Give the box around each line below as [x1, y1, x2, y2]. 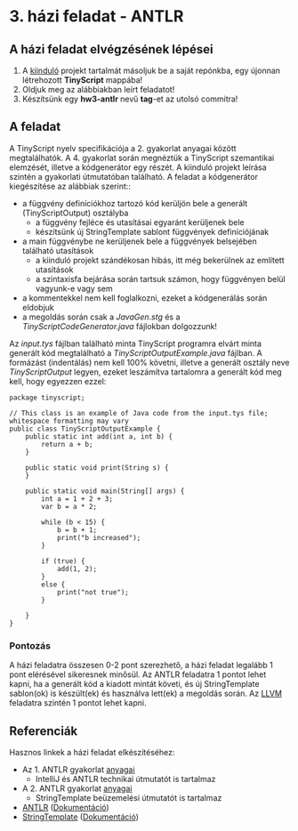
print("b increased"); [56, 533, 141, 542]
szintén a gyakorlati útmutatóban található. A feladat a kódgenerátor [9, 171, 258, 182]
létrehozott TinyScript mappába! [21, 75, 143, 85]
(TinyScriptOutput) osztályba [21, 207, 129, 218]
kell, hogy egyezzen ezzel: [9, 375, 107, 386]
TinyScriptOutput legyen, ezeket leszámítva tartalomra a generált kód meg [9, 367, 282, 377]
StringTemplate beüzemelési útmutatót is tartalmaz [35, 792, 222, 803]
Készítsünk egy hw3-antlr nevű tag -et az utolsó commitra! [21, 93, 238, 104]
